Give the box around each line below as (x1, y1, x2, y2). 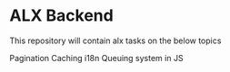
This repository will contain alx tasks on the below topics (9, 35, 222, 46)
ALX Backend (9, 5, 114, 26)
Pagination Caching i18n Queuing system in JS (9, 52, 184, 63)
